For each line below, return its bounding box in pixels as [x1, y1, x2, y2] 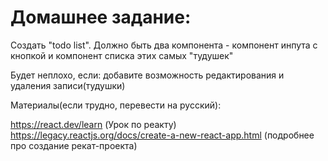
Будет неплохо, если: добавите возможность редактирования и [10, 69, 285, 81]
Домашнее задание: [10, 6, 192, 29]
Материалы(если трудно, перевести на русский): [10, 99, 222, 111]
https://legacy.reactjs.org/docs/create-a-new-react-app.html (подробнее [10, 129, 315, 141]
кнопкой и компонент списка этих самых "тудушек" [10, 49, 234, 61]
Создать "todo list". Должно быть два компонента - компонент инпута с [10, 39, 318, 51]
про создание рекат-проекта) [10, 139, 138, 151]
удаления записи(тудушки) [10, 79, 126, 91]
